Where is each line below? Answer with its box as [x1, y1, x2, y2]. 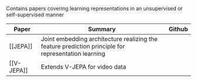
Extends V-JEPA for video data [40, 63, 127, 71]
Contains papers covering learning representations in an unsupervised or [6, 5, 183, 12]
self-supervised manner [6, 11, 64, 18]
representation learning [40, 50, 106, 57]
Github [168, 25, 188, 33]
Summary [87, 25, 116, 33]
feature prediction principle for [40, 42, 125, 50]
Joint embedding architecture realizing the [40, 35, 158, 43]
